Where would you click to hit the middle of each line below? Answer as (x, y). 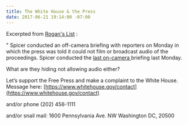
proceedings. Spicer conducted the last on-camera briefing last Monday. (94, 58)
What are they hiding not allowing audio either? (63, 69)
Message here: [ (26, 86)
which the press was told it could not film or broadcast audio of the (87, 51)
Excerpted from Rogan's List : (42, 33)
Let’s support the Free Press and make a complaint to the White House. (92, 80)
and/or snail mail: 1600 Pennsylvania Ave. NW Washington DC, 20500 (90, 116)
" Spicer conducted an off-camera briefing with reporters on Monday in (93, 45)
